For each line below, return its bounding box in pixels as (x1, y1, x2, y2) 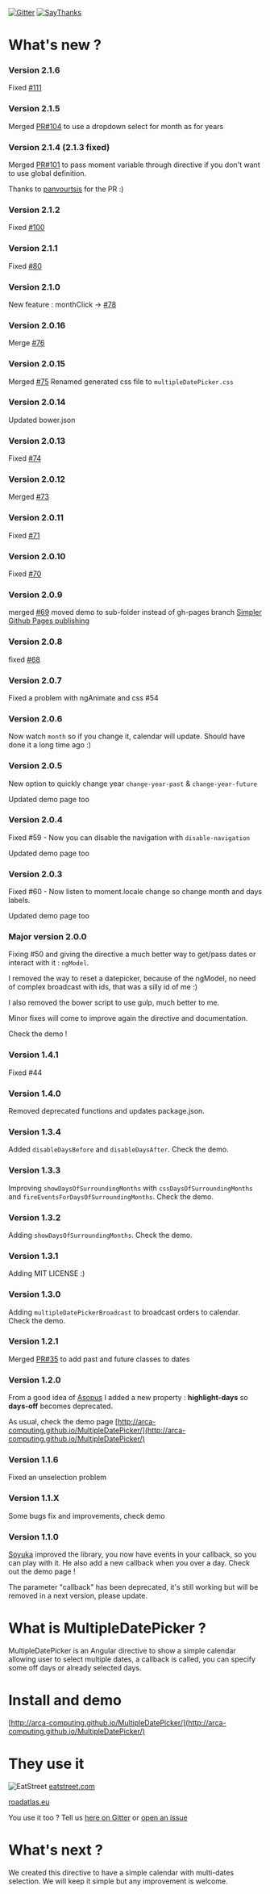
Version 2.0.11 (8, 512, 64, 524)
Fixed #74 (8, 454, 42, 463)
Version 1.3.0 (8, 1289, 61, 1300)
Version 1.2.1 (8, 1336, 59, 1347)
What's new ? (8, 36, 102, 54)
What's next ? (8, 1841, 103, 1859)
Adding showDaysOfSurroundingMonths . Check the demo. (8, 1230, 193, 1240)
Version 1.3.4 (8, 1126, 62, 1137)
